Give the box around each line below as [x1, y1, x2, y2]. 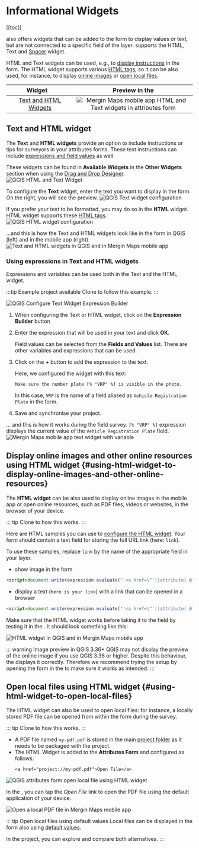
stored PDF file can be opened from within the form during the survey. [6, 713, 178, 720]
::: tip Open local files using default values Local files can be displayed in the [6, 818, 193, 825]
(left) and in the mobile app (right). [6, 236, 90, 243]
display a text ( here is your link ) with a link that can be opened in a [14, 587, 183, 595]
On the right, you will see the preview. [6, 194, 98, 201]
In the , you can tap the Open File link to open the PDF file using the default [6, 788, 190, 796]
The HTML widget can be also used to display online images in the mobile [6, 494, 188, 501]
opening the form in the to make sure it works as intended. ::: [6, 665, 155, 672]
